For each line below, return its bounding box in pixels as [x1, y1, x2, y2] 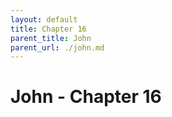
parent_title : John [10, 33, 92, 43]
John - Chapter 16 [10, 86, 162, 108]
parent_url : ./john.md [10, 42, 105, 53]
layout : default [10, 14, 78, 25]
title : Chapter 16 [10, 24, 87, 34]
